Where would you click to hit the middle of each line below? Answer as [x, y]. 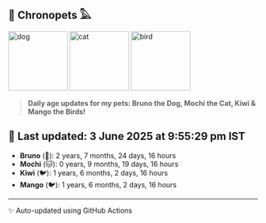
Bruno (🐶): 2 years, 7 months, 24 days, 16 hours [98, 155]
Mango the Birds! [56, 111]
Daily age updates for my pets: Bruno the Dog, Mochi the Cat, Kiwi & [142, 103]
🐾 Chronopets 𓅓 [50, 15]
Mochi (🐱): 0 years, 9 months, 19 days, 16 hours [99, 164]
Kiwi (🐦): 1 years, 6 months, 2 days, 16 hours [94, 172]
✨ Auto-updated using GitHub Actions [70, 210]
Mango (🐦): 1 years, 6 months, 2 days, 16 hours [98, 184]
